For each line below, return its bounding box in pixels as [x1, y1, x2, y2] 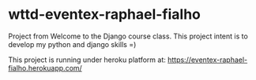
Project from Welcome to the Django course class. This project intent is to [8, 31, 249, 41]
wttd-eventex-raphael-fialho [8, 5, 201, 24]
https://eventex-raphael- [167, 55, 248, 64]
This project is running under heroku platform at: [8, 55, 166, 64]
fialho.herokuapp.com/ [8, 63, 83, 72]
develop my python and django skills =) [8, 39, 137, 49]
